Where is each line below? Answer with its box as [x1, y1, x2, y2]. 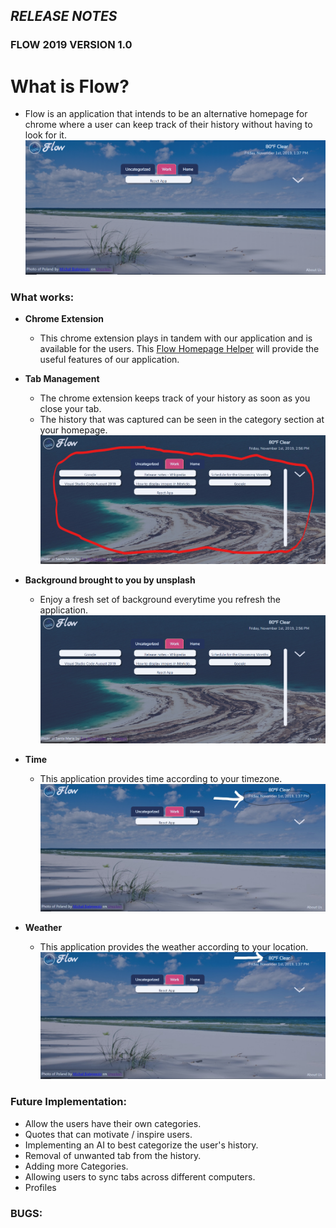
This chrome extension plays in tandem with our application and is [39, 332, 313, 344]
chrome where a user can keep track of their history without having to [24, 119, 313, 131]
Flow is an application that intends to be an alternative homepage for [24, 108, 308, 120]
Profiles [24, 1181, 57, 1193]
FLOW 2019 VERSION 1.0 [10, 38, 133, 52]
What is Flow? [10, 75, 130, 98]
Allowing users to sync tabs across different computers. [24, 1170, 256, 1183]
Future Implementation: [10, 1095, 127, 1109]
